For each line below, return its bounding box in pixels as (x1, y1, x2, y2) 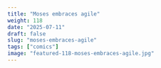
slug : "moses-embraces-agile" (7, 37, 98, 44)
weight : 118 (7, 17, 43, 24)
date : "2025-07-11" (7, 23, 66, 30)
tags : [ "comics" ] (7, 43, 59, 50)
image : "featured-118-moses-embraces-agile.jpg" (7, 50, 155, 57)
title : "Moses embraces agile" (7, 10, 100, 18)
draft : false (7, 30, 46, 38)
